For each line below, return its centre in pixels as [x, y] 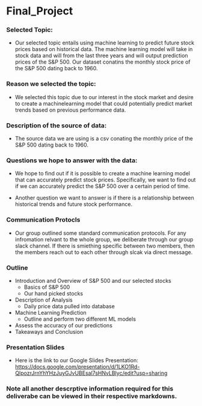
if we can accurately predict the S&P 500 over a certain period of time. [102, 186]
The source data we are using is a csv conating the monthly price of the [104, 139]
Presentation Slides [35, 347]
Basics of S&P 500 [47, 287]
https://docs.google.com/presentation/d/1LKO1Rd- [77, 367]
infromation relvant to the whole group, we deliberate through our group [104, 239]
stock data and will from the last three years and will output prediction [101, 56]
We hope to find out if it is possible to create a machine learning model [103, 174]
